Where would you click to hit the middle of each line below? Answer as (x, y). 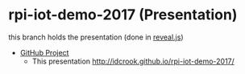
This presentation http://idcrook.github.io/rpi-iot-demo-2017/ (133, 61)
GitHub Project (44, 52)
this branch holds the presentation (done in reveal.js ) (96, 37)
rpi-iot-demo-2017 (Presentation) (123, 15)
